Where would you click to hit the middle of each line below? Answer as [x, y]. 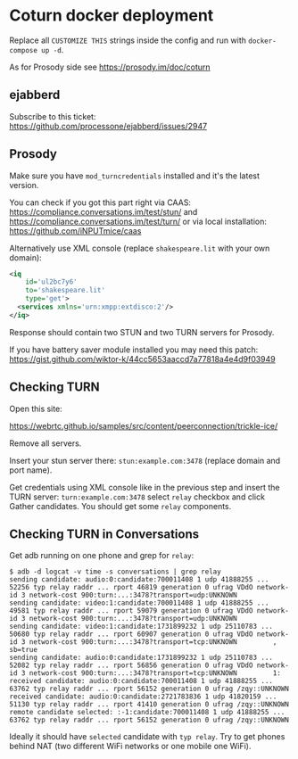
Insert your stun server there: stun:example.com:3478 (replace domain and [145, 460]
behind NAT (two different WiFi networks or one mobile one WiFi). [130, 747]
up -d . [53, 49]
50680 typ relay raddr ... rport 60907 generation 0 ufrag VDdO [131, 634]
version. [24, 185]
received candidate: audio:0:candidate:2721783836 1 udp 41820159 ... [143, 697]
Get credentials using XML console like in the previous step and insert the [145, 487]
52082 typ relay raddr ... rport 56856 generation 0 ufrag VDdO [131, 665]
